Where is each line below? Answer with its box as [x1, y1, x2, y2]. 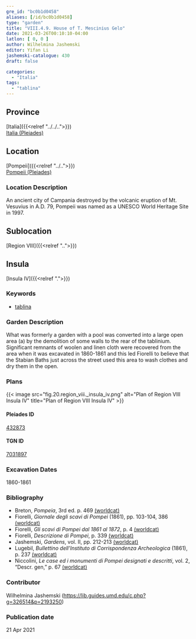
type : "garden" [6, 20, 44, 25]
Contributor [6, 578, 41, 586]
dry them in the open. [6, 363, 59, 370]
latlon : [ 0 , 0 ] [6, 36, 49, 42]
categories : [6, 69, 35, 75]
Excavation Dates [6, 465, 57, 473]
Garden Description [6, 318, 64, 326]
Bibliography [6, 493, 44, 502]
